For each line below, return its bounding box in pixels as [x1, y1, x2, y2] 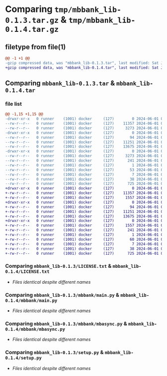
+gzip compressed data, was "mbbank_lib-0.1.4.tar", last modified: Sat [5, 65, 159, 70]
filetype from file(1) [5, 42, 66, 51]
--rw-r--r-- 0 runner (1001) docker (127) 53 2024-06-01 [5, 167, 159, 173]
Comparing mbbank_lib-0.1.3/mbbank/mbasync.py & [5, 320, 128, 327]
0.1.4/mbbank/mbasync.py [5, 326, 66, 332]
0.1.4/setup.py [5, 355, 42, 361]
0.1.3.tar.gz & [5, 14, 67, 25]
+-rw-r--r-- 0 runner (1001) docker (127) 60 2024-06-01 [5, 237, 159, 242]
